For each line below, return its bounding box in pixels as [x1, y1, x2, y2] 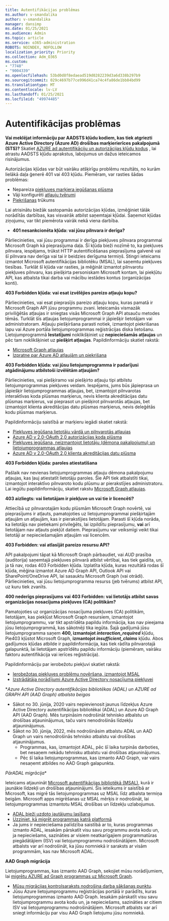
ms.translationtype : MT [5, 82, 55, 87]
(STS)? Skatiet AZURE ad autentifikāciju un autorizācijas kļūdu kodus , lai [5, 146, 157, 152]
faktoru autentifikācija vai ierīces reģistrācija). [5, 651, 100, 658]
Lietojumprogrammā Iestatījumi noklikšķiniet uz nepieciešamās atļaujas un [5, 332, 162, 338]
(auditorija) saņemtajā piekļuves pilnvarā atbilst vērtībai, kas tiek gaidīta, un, [5, 557, 163, 563]
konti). [5, 280, 19, 286]
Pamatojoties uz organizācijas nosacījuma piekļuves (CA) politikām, [5, 608, 145, 615]
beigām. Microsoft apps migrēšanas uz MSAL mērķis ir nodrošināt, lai [5, 796, 149, 802]
